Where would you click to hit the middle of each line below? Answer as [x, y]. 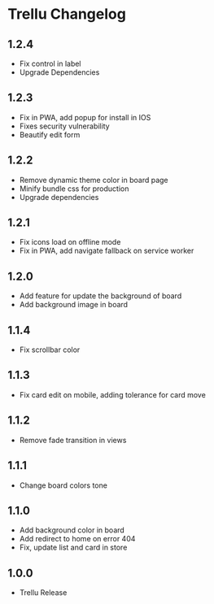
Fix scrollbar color [50, 350]
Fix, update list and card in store [73, 548]
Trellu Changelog [67, 14]
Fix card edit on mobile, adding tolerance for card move [113, 394]
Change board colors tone [63, 485]
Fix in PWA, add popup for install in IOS [85, 117]
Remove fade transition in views [73, 440]
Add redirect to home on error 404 [77, 539]
